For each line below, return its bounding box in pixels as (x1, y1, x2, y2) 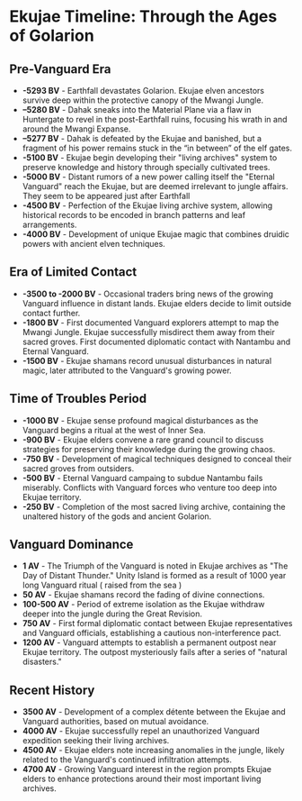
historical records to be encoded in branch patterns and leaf (22, 210, 245, 220)
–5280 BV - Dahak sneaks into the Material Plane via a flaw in (22, 105, 252, 114)
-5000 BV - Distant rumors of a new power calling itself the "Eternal (22, 171, 276, 182)
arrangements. (22, 219, 77, 230)
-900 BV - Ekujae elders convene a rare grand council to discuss (22, 434, 264, 445)
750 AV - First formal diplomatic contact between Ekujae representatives (22, 618, 293, 629)
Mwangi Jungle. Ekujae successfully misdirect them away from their (22, 326, 276, 337)
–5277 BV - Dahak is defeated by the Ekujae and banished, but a (22, 133, 262, 143)
